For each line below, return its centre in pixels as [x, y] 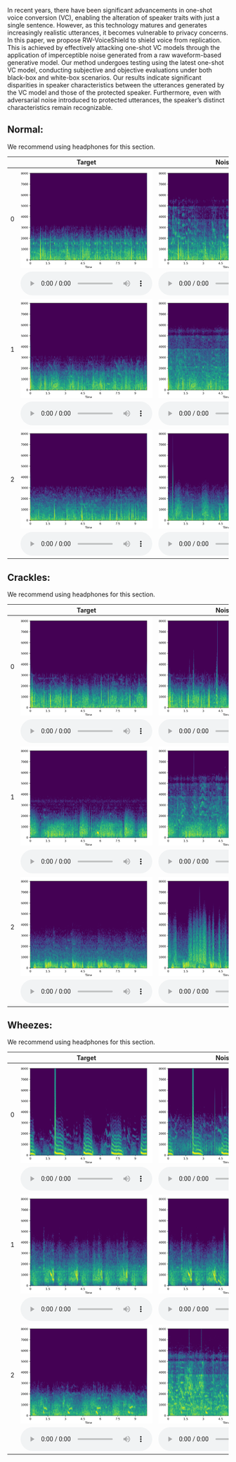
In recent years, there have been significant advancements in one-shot [110, 10]
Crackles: [29, 577]
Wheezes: [30, 1025]
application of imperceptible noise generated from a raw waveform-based [114, 55]
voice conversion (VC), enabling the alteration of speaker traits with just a [113, 18]
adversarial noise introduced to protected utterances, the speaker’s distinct [116, 100]
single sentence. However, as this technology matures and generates [107, 25]
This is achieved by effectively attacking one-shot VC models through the [113, 48]
